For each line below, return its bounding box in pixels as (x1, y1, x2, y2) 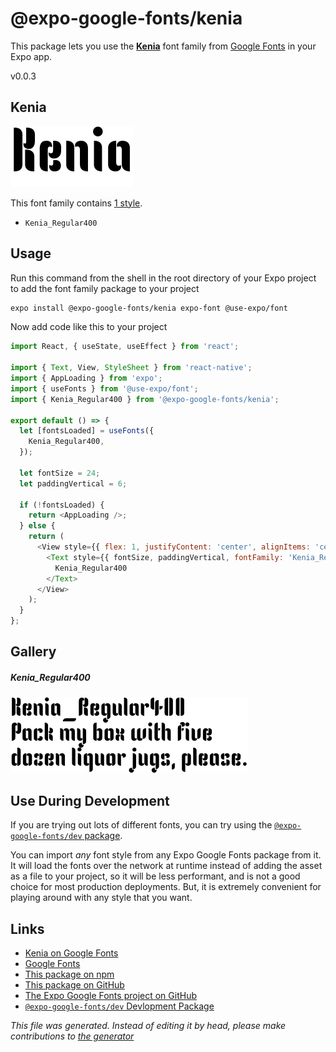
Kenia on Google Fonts (24, 947, 119, 959)
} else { (19, 521, 56, 531)
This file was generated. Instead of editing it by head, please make (10, 1020, 287, 1032)
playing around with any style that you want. (10, 892, 193, 904)
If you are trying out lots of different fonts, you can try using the (10, 819, 273, 831)
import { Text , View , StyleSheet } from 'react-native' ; (10, 363, 253, 373)
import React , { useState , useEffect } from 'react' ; (10, 342, 240, 352)
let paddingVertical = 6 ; (19, 478, 128, 489)
